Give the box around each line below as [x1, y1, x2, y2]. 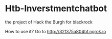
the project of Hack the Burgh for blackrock [5, 19, 93, 25]
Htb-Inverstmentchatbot [5, 3, 107, 14]
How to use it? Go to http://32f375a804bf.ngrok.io [5, 28, 106, 34]
